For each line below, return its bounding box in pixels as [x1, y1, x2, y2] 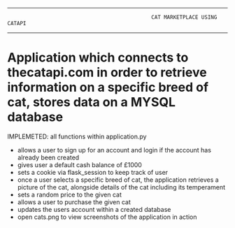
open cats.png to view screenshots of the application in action [17, 213, 197, 221]
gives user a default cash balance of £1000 [17, 160, 142, 169]
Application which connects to [7, 50, 189, 66]
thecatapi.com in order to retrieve [7, 64, 208, 80]
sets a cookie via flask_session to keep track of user [17, 168, 169, 176]
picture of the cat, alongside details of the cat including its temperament [17, 183, 226, 191]
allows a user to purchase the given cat [17, 197, 131, 206]
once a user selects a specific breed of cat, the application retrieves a [17, 176, 219, 184]
